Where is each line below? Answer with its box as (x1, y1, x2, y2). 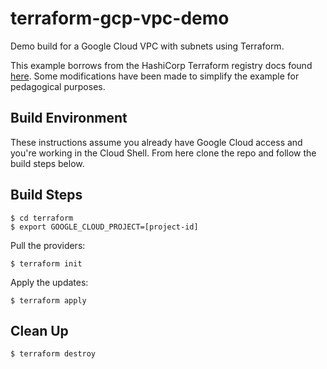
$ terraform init (10, 258, 83, 269)
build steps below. (10, 157, 85, 169)
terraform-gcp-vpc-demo (10, 7, 230, 30)
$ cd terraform (10, 213, 74, 223)
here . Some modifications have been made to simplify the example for (10, 70, 300, 82)
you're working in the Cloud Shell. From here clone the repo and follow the (10, 147, 317, 159)
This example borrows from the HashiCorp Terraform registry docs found (10, 59, 313, 71)
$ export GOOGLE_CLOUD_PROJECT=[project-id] (10, 222, 199, 232)
